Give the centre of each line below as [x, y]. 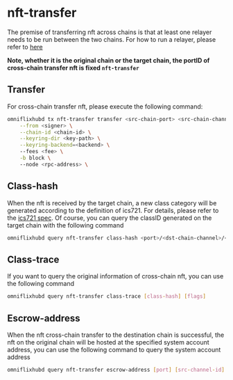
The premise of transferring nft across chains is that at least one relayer [110, 32]
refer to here [25, 47]
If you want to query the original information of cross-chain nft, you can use [115, 276]
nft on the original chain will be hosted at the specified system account [108, 342]
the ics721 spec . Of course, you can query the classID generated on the [110, 218]
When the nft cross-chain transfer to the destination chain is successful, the [116, 335]
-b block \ [35, 158]
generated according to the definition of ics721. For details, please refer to [113, 210]
